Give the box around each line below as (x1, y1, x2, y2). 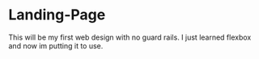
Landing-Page (8, 6, 106, 24)
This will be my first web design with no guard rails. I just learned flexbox (8, 32, 252, 42)
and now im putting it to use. (8, 40, 104, 50)
